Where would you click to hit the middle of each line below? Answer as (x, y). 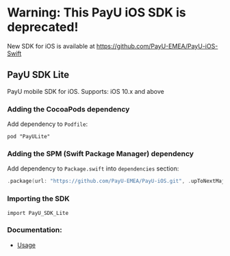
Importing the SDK (38, 199)
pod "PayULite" (29, 137)
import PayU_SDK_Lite (38, 213)
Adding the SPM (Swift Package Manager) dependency (100, 153)
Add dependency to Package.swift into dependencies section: (93, 168)
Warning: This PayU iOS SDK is (97, 13)
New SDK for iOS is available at (51, 46)
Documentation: (35, 230)
